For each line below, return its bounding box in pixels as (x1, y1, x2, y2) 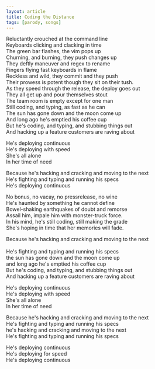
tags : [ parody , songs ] (6, 19, 61, 25)
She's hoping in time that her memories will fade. (6, 224, 124, 231)
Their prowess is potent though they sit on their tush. (6, 79, 133, 86)
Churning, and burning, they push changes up (6, 54, 117, 61)
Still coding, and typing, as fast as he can (6, 103, 105, 111)
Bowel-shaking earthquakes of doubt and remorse (6, 206, 128, 213)
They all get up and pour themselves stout (6, 91, 108, 98)
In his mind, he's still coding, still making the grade (6, 218, 128, 225)
